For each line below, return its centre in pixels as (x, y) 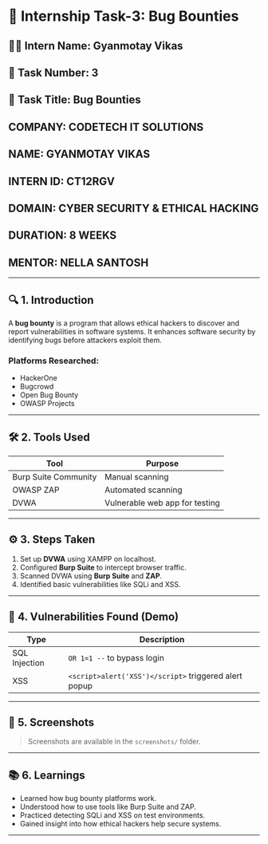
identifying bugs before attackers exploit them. (85, 340)
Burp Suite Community (55, 477)
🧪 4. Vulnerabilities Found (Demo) (94, 617)
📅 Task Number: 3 (53, 72)
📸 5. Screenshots (51, 722)
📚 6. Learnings (47, 775)
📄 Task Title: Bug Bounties (75, 100)
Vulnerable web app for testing (163, 503)
